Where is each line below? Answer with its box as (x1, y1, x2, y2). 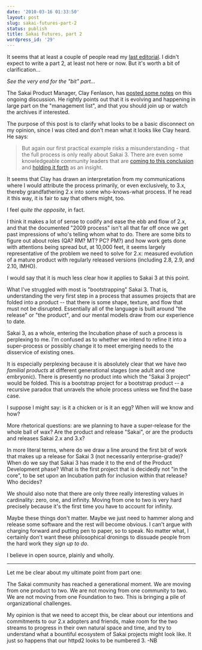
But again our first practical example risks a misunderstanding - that (21, 145, 190, 152)
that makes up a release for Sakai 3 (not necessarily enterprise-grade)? (7, 453, 183, 460)
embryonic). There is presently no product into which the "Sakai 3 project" (7, 373, 191, 380)
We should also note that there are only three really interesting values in (7, 490, 185, 497)
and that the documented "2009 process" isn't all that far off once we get (7, 224, 188, 231)
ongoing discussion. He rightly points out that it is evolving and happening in (7, 96, 196, 103)
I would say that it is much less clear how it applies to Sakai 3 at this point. (7, 274, 190, 281)
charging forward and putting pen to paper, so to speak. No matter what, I (7, 527, 189, 534)
